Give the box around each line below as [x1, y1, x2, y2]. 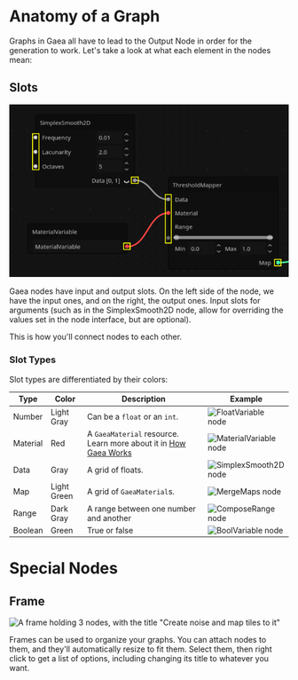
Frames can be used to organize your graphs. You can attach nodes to [9, 635, 267, 645]
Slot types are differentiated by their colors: [9, 374, 169, 384]
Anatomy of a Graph [9, 6, 161, 27]
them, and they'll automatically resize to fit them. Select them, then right [9, 644, 272, 654]
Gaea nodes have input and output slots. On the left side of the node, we [9, 286, 275, 297]
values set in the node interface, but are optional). [9, 314, 192, 325]
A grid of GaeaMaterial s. [87, 486, 176, 496]
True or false [87, 525, 134, 535]
